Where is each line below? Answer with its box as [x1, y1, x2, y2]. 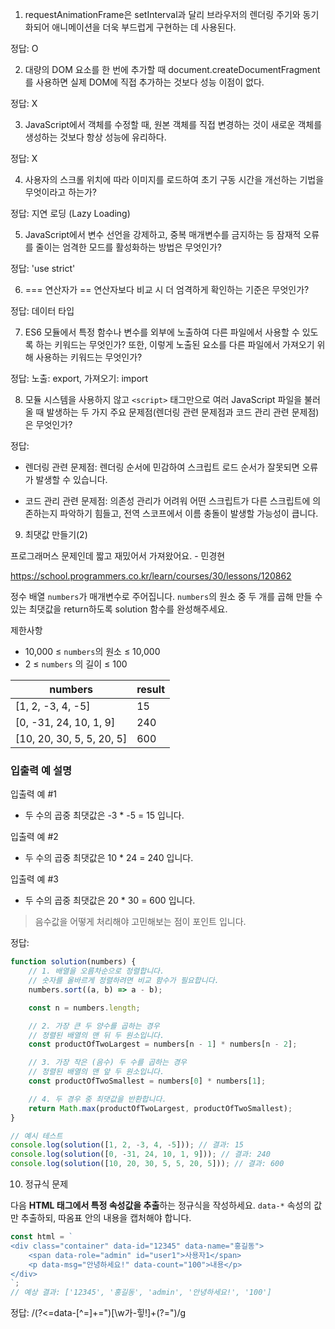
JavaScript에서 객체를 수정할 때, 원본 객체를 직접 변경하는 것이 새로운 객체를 [24, 119, 323, 130]
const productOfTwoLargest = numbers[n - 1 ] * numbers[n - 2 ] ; [28, 1039, 298, 1050]
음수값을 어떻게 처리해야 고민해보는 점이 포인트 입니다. [34, 916, 247, 928]
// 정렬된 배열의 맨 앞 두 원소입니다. [28, 1067, 165, 1077]
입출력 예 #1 [10, 788, 57, 800]
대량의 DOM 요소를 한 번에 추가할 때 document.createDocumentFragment [24, 64, 321, 75]
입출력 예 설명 [10, 763, 73, 777]
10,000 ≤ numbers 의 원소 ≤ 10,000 [24, 646, 161, 657]
